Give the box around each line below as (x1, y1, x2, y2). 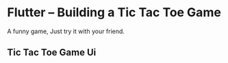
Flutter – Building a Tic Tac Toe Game (7, 5, 221, 20)
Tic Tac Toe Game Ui (7, 47, 97, 58)
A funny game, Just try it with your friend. (7, 27, 125, 35)
